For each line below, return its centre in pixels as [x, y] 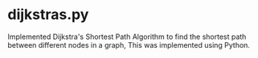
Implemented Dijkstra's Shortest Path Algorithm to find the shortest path [127, 37]
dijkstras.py [48, 15]
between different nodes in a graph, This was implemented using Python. [129, 44]
